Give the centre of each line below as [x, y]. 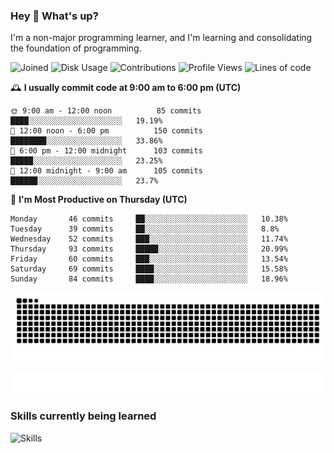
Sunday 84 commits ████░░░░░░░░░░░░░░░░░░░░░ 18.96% [149, 279]
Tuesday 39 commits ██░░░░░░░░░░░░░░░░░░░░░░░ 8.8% [145, 229]
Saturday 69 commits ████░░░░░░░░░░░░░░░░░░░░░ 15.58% [149, 269]
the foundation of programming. [76, 48]
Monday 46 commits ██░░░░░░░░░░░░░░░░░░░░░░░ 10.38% [149, 219]
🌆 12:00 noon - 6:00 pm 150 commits [106, 131]
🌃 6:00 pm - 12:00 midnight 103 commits [106, 151]
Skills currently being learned [83, 416]
